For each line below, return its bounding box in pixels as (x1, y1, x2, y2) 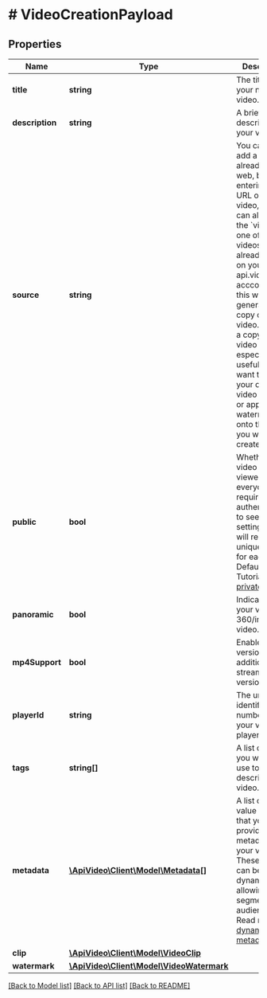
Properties (8, 37, 62, 51)
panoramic (12, 609, 54, 620)
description (12, 117, 57, 128)
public (12, 516, 37, 527)
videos (236, 240, 262, 250)
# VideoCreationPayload (8, 6, 173, 24)
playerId (12, 710, 44, 720)
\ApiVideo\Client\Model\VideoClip (68, 948, 201, 958)
